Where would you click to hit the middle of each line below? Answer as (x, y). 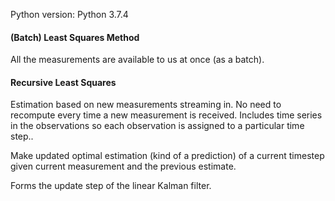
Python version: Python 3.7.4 (69, 14)
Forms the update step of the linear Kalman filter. (111, 186)
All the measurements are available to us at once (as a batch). (137, 60)
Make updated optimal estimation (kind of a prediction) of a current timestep (167, 156)
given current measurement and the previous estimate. (123, 166)
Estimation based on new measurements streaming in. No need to (146, 105)
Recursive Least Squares (63, 82)
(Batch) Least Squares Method (75, 37)
